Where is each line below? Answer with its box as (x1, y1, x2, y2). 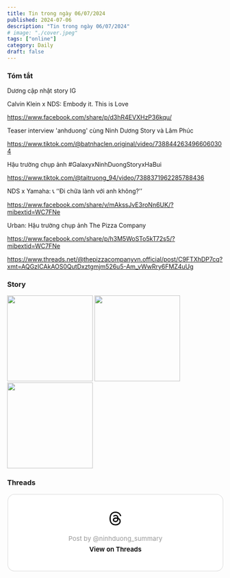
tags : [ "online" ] (7, 36, 57, 43)
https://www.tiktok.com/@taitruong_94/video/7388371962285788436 (7, 174, 205, 182)
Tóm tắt (7, 71, 34, 80)
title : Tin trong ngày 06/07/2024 (7, 10, 106, 17)
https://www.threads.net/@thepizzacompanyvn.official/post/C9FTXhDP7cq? (7, 255, 223, 264)
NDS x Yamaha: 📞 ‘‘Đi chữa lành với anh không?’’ (7, 187, 142, 196)
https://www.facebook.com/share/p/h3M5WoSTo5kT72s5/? (7, 235, 176, 243)
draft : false (7, 49, 44, 56)
